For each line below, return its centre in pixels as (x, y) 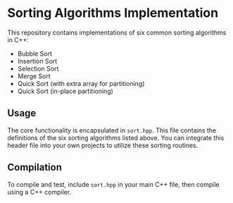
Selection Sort (38, 68)
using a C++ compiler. (39, 192)
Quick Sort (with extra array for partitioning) (81, 83)
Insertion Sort (37, 61)
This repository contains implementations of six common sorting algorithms (117, 32)
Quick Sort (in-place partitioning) (65, 91)
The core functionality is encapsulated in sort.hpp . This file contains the (112, 130)
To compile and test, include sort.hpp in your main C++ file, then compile (113, 184)
